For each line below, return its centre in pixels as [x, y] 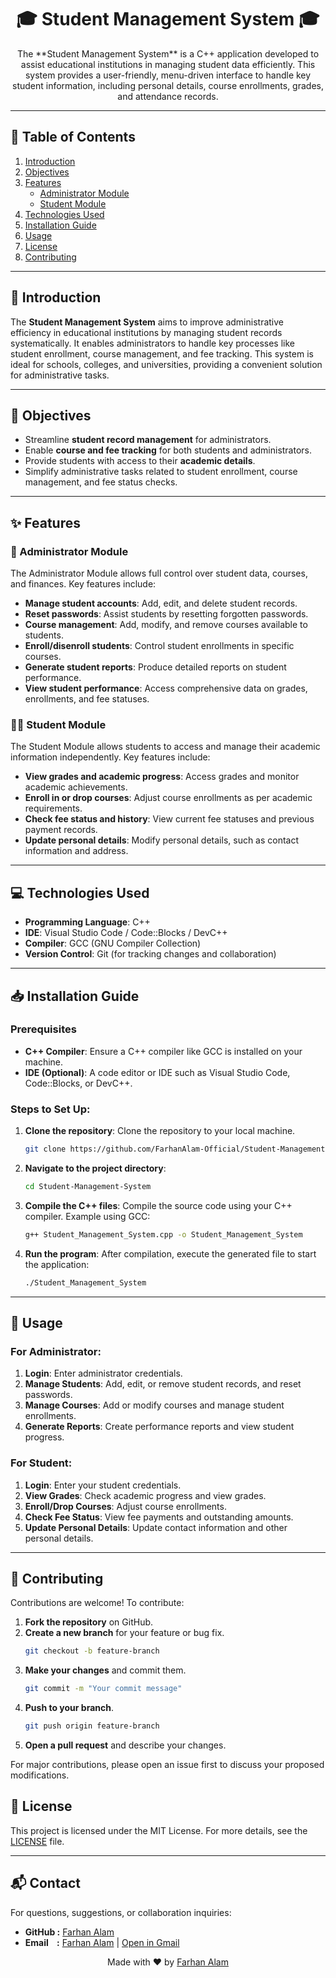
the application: [57, 1264]
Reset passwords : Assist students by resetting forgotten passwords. [166, 614]
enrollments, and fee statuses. [87, 699]
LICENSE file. [37, 1841]
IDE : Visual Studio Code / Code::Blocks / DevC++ [126, 933]
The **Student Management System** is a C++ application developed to [168, 53]
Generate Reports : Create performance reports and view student [159, 1427]
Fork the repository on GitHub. [89, 1622]
